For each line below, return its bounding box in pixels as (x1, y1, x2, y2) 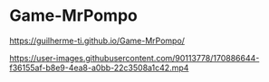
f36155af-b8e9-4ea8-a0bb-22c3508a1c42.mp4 (9, 62, 189, 73)
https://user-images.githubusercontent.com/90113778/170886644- (9, 52, 260, 63)
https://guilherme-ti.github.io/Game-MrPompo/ (9, 35, 186, 46)
